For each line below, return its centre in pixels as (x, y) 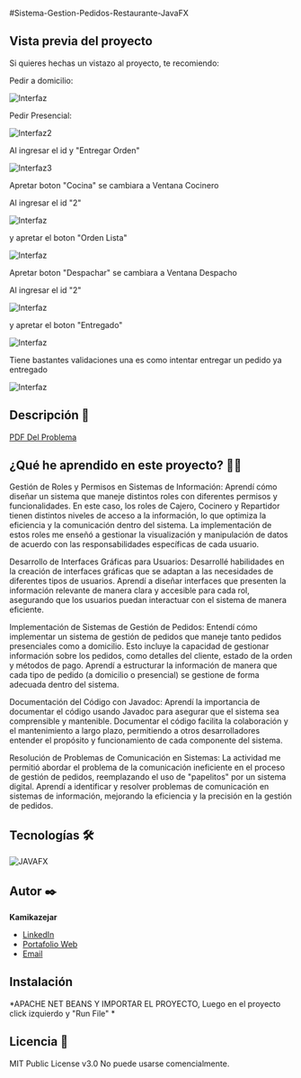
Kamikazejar (33, 918)
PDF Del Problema (43, 437)
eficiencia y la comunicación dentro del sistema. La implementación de (141, 525)
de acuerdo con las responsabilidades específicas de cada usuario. (134, 544)
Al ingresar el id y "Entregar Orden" (75, 150)
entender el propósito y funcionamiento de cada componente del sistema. (146, 740)
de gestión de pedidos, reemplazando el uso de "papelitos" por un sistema (148, 777)
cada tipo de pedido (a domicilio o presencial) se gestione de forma (134, 675)
